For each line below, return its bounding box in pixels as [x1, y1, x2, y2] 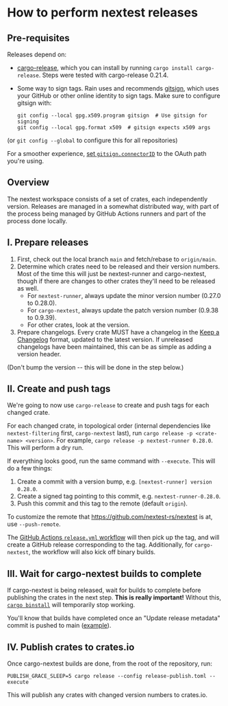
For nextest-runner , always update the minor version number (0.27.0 [27, 291, 221, 299]
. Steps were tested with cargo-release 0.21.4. [38, 71, 169, 79]
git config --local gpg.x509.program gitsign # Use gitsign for [16, 112, 207, 119]
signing [16, 118, 39, 125]
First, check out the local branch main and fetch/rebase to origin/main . [16, 255, 217, 263]
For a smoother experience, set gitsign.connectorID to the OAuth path [7, 150, 207, 157]
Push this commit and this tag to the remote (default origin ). [16, 499, 188, 508]
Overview [7, 176, 50, 188]
